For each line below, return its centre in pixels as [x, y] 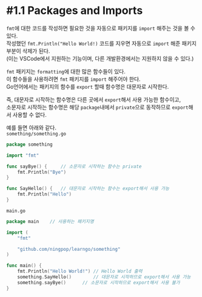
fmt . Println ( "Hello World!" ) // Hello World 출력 [80, 271]
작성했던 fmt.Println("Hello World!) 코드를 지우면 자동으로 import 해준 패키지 [102, 43]
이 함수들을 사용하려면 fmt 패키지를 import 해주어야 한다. [73, 79]
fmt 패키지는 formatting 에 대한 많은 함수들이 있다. [66, 71]
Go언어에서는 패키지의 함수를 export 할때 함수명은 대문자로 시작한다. [88, 86]
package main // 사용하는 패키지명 [50, 221]
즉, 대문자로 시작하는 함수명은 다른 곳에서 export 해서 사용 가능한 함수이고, [93, 99]
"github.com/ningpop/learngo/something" [69, 249]
